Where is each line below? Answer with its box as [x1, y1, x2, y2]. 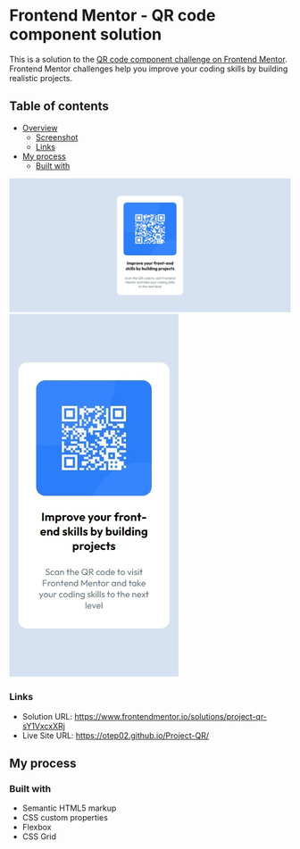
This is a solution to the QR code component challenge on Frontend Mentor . [9, 54, 287, 64]
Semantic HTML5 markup [21, 803, 117, 813]
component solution [9, 24, 162, 45]
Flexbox [21, 822, 52, 833]
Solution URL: [21, 711, 73, 721]
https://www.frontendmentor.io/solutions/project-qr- [74, 711, 268, 721]
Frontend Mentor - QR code [9, 5, 216, 26]
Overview [21, 122, 58, 133]
